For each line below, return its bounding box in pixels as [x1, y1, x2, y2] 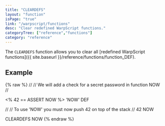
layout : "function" [5, 12, 46, 17]
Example [5, 68, 33, 77]
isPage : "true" [5, 16, 37, 21]
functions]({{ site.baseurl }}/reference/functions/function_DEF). [5, 54, 136, 60]
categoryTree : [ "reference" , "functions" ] [5, 30, 93, 35]
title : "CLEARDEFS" [5, 7, 46, 12]
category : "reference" [5, 35, 52, 40]
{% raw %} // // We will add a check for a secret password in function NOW [5, 82, 161, 88]
